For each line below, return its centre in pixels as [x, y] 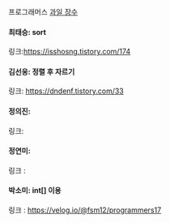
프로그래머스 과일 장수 [43, 12]
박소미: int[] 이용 [35, 191]
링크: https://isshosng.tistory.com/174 [70, 52]
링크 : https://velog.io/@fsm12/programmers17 [85, 210]
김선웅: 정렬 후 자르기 [42, 71]
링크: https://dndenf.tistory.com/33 [66, 91]
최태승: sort [28, 32]
